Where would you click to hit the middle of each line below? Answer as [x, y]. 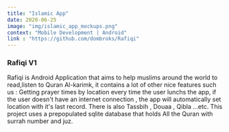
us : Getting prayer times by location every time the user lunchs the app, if [112, 92]
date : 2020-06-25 [32, 20]
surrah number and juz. [40, 121]
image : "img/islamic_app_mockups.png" [62, 26]
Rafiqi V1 [22, 63]
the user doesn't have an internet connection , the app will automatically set [114, 99]
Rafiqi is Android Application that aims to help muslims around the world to [112, 78]
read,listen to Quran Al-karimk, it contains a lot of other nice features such [112, 85]
